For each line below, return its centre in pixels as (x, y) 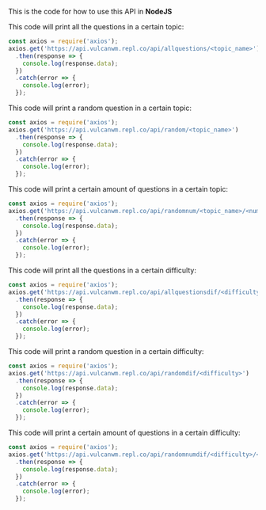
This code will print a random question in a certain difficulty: (106, 351)
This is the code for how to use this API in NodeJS (90, 11)
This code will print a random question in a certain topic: (100, 108)
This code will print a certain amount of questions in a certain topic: (118, 189)
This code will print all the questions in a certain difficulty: (102, 270)
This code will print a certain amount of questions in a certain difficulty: (124, 432)
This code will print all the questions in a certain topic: (96, 27)
